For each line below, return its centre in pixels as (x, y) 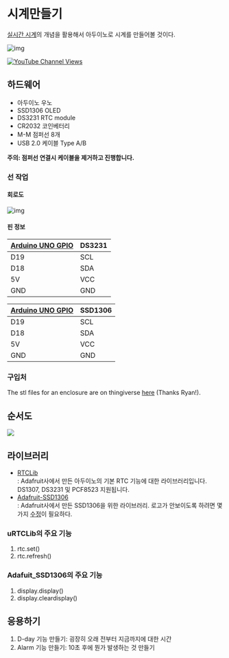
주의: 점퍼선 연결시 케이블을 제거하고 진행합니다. (71, 157)
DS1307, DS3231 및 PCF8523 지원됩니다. (73, 489)
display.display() (40, 591)
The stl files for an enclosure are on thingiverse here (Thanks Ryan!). (104, 393)
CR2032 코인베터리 (43, 126)
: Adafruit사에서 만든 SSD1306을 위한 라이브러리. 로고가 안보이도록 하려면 (116, 505)
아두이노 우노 (35, 102)
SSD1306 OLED (39, 110)
